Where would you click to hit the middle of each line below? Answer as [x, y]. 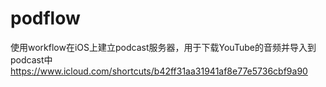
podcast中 [31, 59]
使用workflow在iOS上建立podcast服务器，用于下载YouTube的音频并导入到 [163, 47]
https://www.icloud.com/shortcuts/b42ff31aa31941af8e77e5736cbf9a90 [159, 71]
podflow [45, 18]
